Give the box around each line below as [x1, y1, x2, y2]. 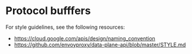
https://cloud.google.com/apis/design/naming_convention [14, 35, 156, 42]
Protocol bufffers [5, 4, 91, 18]
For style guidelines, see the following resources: [5, 23, 125, 31]
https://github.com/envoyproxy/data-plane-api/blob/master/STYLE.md [14, 41, 186, 48]
